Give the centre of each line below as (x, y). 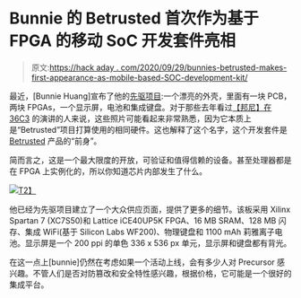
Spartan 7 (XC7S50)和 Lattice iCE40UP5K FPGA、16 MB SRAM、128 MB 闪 (148, 220)
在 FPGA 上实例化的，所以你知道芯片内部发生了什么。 (108, 171)
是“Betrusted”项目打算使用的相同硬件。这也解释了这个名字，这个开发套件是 (149, 129)
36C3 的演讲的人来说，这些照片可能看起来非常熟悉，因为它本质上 (131, 118)
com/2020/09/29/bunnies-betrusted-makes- (204, 67)
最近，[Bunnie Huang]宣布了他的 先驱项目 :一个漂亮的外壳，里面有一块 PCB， (150, 96)
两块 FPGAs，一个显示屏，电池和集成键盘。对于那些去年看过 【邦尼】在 (141, 107)
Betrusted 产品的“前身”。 (56, 141)
